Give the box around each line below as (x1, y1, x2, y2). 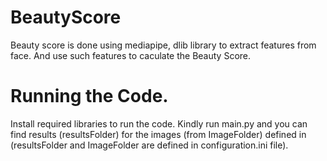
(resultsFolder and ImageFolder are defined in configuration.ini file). (10, 139, 289, 151)
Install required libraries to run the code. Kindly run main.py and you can (10, 117, 308, 130)
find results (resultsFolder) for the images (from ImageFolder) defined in (10, 128, 307, 140)
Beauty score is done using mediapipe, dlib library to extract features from (10, 39, 317, 51)
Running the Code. (10, 85, 169, 108)
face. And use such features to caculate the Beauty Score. (10, 49, 252, 61)
